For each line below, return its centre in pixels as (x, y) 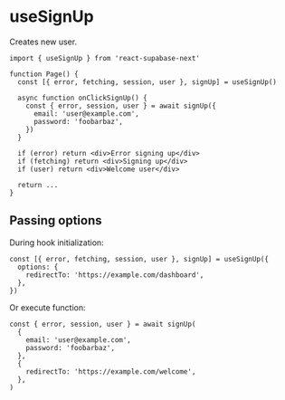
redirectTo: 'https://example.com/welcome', (111, 371)
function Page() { (44, 74)
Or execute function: (47, 307)
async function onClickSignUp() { (82, 98)
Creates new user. (43, 42)
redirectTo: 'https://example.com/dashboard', (115, 275)
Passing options (56, 220)
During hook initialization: (57, 243)
